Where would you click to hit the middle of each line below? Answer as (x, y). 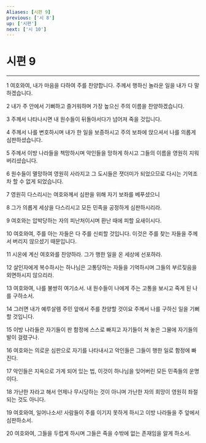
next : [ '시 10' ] (27, 29)
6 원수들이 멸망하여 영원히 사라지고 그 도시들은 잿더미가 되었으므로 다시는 (94, 174)
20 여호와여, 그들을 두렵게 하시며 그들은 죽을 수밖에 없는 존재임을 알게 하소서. (99, 433)
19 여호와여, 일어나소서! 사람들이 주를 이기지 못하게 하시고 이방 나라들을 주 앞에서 (103, 413)
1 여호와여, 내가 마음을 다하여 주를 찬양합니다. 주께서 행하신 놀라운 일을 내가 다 (100, 85)
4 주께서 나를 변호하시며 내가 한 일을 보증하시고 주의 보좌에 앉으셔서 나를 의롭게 (101, 132)
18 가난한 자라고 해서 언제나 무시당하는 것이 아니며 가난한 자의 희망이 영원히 (97, 392)
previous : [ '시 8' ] (31, 18)
